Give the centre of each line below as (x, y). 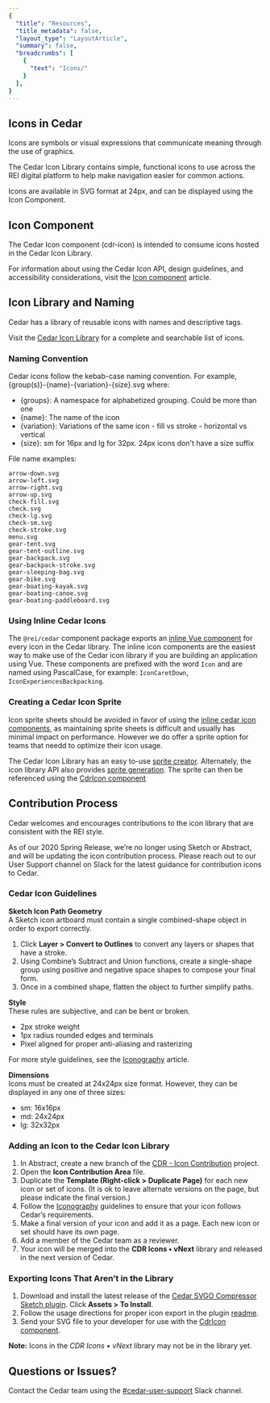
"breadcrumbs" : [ (45, 53)
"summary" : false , (47, 46)
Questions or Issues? (62, 1371)
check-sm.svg (30, 523)
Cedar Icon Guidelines (53, 893)
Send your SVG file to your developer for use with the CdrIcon (123, 1322)
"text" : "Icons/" (59, 69)
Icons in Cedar (46, 123)
